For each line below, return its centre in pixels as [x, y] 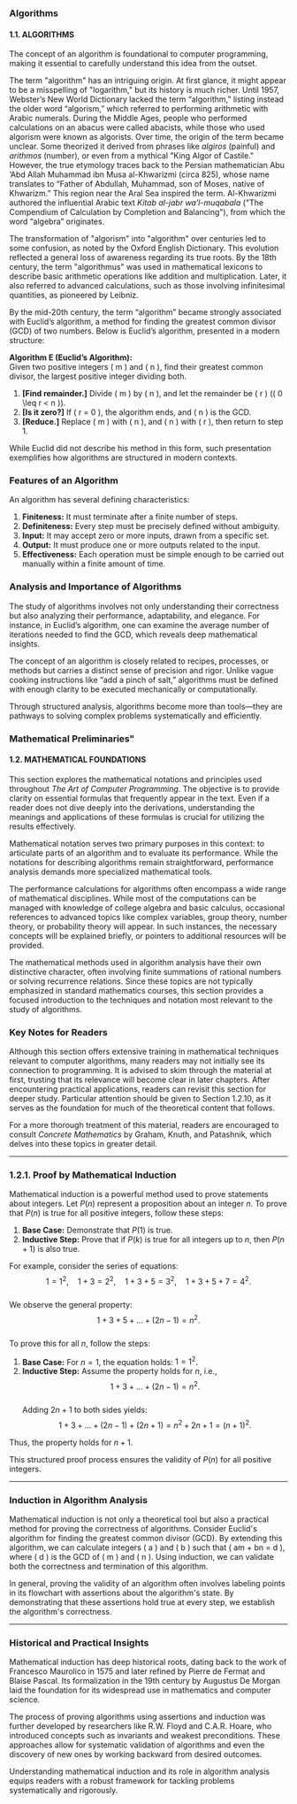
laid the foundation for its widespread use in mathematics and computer [140, 1690]
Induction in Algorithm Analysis [79, 1500]
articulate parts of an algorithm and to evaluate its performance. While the [144, 853]
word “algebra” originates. [57, 222]
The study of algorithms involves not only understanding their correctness [145, 606]
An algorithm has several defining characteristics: [99, 500]
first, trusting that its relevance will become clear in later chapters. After [140, 1080]
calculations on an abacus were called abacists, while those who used [137, 127]
